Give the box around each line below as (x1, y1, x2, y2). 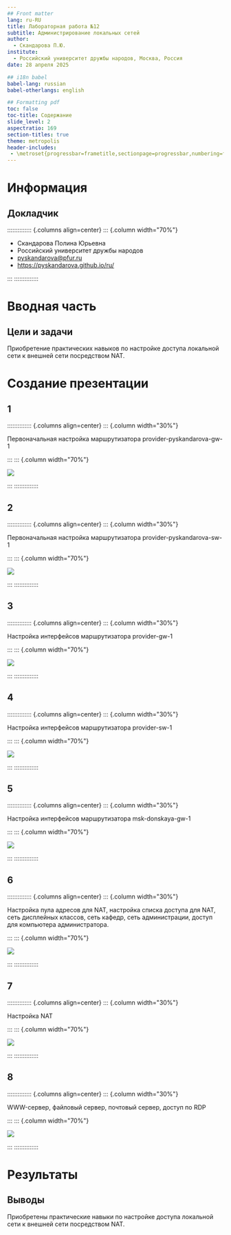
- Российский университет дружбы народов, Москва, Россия (13, 55, 184, 62)
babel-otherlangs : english (7, 87, 85, 94)
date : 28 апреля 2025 (7, 61, 69, 68)
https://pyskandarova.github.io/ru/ (16, 261, 115, 270)
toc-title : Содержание (7, 112, 72, 119)
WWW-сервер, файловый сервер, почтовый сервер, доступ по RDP (7, 1103, 206, 1111)
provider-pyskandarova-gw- (142, 435, 223, 443)
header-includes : (7, 144, 57, 151)
